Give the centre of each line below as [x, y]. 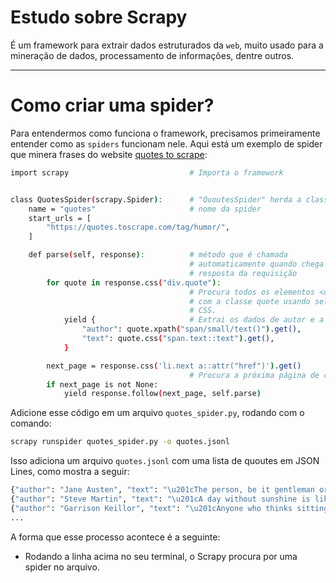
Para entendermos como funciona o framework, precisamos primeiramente [165, 133]
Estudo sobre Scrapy [99, 17]
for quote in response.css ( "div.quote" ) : [134, 282]
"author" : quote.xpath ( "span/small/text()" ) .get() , [191, 329]
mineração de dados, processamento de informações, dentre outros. [152, 55]
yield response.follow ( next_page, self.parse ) [162, 394]
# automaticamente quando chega [257, 264]
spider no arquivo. [62, 567]
